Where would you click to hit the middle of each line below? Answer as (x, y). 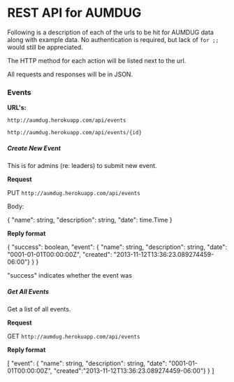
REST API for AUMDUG (74, 13)
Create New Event (34, 148)
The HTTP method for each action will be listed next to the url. (97, 60)
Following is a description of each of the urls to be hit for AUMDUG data (111, 32)
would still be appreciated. (45, 47)
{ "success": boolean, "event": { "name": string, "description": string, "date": (117, 247)
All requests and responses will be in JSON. (70, 74)
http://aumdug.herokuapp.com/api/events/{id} (74, 133)
